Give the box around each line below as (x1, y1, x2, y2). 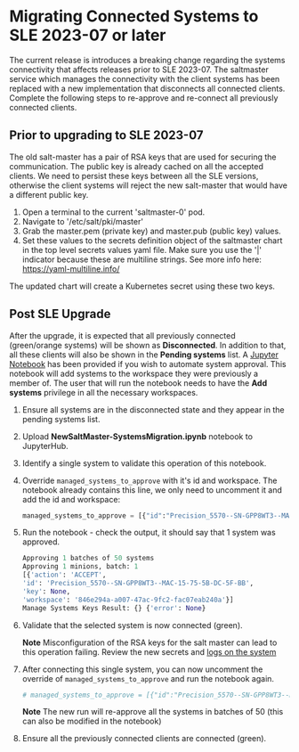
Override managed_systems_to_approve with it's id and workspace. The (21, 475, 278, 486)
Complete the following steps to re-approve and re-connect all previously (9, 92, 279, 103)
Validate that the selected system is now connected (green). (21, 619, 243, 630)
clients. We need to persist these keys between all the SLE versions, (9, 170, 259, 181)
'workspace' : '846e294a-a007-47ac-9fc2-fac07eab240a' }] (21, 595, 234, 604)
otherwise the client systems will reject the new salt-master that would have (9, 180, 287, 191)
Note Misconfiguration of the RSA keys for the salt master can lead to (21, 637, 278, 648)
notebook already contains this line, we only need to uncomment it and (21, 484, 283, 495)
